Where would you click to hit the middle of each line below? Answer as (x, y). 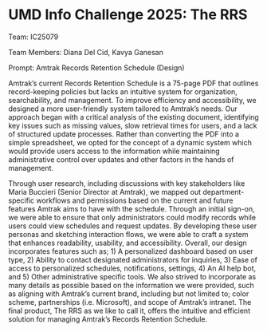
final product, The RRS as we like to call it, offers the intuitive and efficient (130, 310)
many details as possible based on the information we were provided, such (131, 285)
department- (224, 192)
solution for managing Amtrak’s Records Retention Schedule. (108, 319)
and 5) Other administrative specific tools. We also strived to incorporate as (132, 276)
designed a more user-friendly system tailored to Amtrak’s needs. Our (123, 109)
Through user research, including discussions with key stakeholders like (127, 183)
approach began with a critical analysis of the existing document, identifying (133, 117)
